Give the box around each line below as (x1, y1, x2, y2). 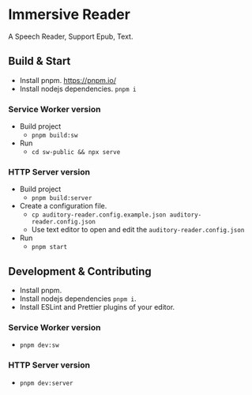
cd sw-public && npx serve (31, 149, 121, 156)
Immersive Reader (8, 6, 130, 24)
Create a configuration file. (19, 201, 107, 211)
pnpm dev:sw (19, 341, 59, 349)
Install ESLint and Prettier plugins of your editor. (19, 303, 175, 312)
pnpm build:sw (31, 132, 78, 140)
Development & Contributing (8, 265, 152, 278)
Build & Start (8, 55, 71, 68)
